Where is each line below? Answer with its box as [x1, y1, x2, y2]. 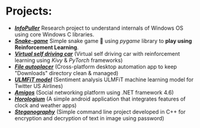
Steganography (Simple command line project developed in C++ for [14, 108, 186, 115]
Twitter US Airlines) [14, 82, 63, 89]
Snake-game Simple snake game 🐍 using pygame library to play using [14, 37, 192, 44]
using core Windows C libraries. [14, 30, 95, 38]
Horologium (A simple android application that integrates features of [14, 95, 186, 103]
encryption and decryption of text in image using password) [14, 114, 165, 122]
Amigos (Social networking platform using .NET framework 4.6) [14, 89, 174, 96]
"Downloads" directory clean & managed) [14, 69, 119, 76]
